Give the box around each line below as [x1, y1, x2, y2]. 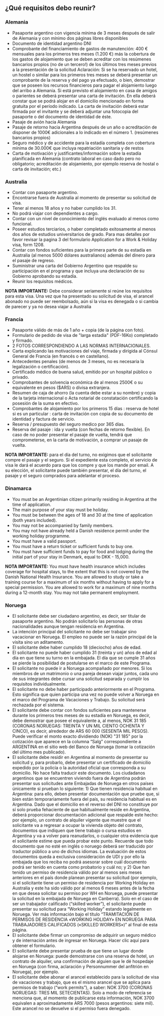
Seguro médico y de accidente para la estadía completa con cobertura [12, 140, 155, 146]
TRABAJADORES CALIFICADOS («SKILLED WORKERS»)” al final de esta [12, 921, 158, 927]
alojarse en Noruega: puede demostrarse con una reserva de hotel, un [12, 953, 154, 959]
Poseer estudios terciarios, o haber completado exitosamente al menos [12, 226, 156, 232]
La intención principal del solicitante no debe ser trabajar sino [12, 628, 137, 634]
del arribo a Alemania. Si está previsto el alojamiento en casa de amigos [12, 87, 158, 93]
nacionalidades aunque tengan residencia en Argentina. [12, 623, 125, 629]
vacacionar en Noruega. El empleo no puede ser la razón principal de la [12, 634, 157, 640]
